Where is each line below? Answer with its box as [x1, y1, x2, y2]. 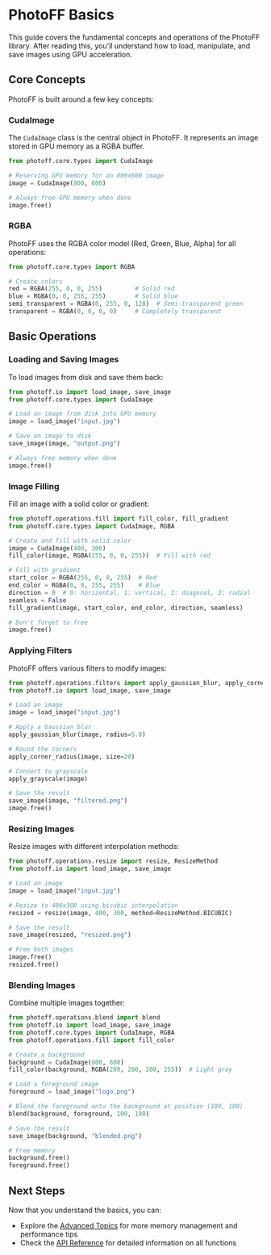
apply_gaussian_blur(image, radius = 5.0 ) [8, 730, 147, 738]
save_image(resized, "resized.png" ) [8, 931, 131, 939]
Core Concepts [8, 73, 86, 86]
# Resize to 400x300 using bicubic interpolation [8, 902, 179, 910]
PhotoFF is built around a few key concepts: [8, 94, 155, 104]
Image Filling [8, 480, 60, 492]
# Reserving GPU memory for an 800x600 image [8, 171, 164, 179]
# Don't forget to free [8, 618, 89, 626]
